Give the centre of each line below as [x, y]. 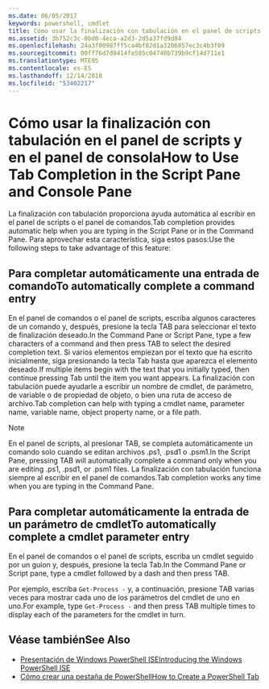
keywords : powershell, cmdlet [59, 23]
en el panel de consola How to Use [124, 157]
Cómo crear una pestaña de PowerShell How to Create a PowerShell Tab [139, 676]
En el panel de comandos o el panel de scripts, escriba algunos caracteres [132, 318]
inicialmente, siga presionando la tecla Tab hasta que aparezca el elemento [133, 361]
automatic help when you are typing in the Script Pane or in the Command [131, 231]
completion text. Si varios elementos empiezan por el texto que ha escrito [130, 352]
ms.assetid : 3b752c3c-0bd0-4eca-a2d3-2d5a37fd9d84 [95, 38]
